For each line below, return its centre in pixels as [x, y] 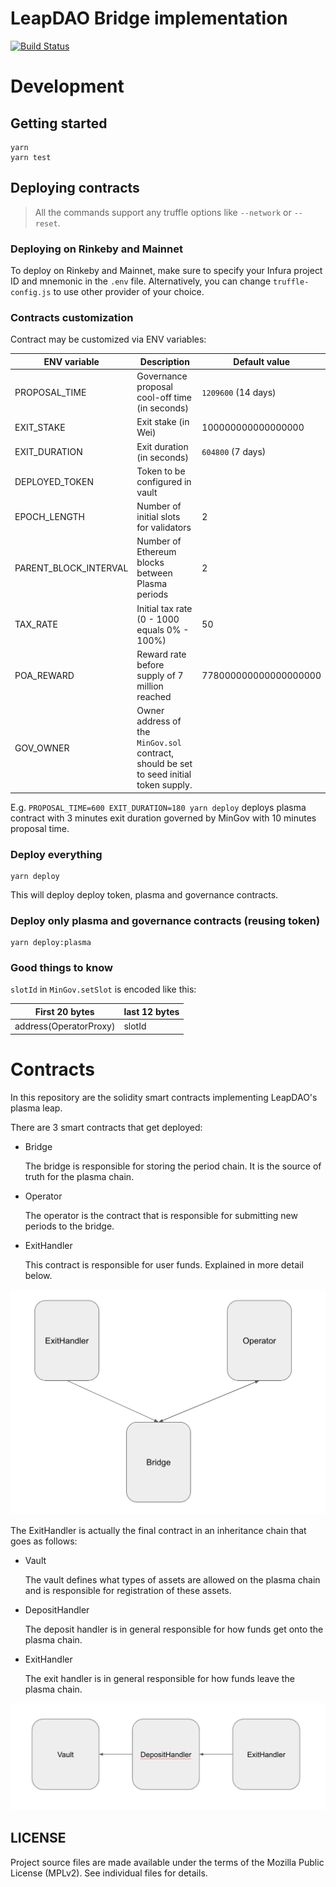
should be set [164, 764]
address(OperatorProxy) [65, 1026]
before [150, 664]
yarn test [31, 157]
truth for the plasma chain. [79, 1176]
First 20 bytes [64, 1011]
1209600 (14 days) [239, 392]
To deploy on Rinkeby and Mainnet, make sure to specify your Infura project [166, 271]
